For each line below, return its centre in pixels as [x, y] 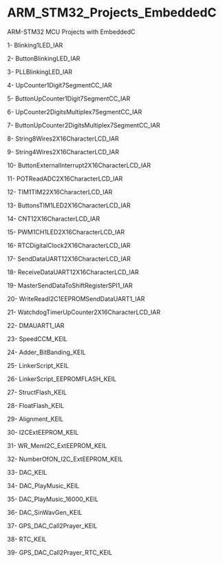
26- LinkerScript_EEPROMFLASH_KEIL [62, 379]
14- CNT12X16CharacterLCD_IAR [54, 218]
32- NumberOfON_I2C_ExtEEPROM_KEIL [65, 459]
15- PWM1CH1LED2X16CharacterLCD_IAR [66, 232]
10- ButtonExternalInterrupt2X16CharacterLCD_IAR [79, 165]
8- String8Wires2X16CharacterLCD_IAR [63, 139]
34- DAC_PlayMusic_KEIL [43, 485]
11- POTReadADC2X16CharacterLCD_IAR [65, 178]
